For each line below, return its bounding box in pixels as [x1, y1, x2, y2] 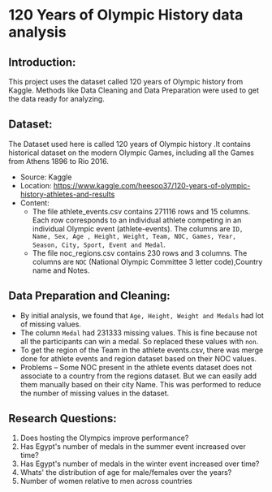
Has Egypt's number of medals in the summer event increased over [19, 442, 246, 451]
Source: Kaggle [19, 172, 72, 182]
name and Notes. [32, 265, 90, 275]
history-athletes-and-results [19, 189, 115, 199]
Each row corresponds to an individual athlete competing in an [32, 215, 242, 225]
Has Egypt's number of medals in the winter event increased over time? [19, 459, 260, 468]
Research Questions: [8, 412, 117, 425]
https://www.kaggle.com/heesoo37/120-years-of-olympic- [53, 180, 251, 190]
